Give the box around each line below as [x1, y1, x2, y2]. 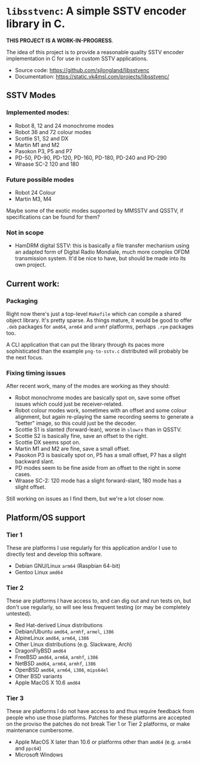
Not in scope [6, 228, 44, 237]
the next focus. [6, 353, 44, 361]
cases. [14, 470, 32, 478]
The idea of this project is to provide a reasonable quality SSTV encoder [6, 48, 184, 55]
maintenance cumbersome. [6, 727, 74, 734]
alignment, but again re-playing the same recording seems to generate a [14, 413, 193, 421]
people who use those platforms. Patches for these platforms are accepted [6, 714, 192, 722]
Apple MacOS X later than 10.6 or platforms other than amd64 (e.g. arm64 [14, 738, 191, 746]
